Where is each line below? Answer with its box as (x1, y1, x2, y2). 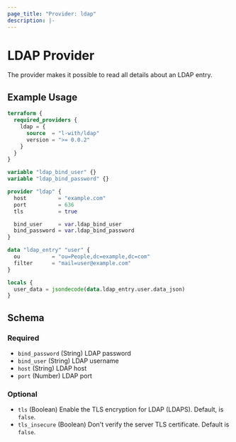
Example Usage (7, 91, 78, 103)
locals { (7, 279, 33, 286)
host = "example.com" (13, 194, 106, 202)
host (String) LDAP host (17, 364, 87, 372)
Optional (7, 389, 38, 399)
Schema (7, 312, 45, 324)
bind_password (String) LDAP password (17, 349, 131, 357)
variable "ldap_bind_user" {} (7, 169, 97, 176)
